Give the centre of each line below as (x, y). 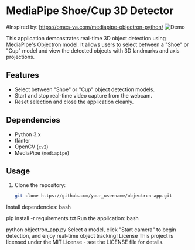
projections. (20, 57)
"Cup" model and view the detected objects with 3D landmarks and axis (93, 50)
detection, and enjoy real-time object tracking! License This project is (90, 236)
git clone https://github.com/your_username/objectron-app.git (93, 196)
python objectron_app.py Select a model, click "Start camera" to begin (91, 230)
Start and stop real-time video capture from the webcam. (83, 95)
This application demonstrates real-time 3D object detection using (86, 38)
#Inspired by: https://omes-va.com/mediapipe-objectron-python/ (85, 27)
